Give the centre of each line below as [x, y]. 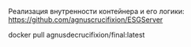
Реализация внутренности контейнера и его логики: [96, 11]
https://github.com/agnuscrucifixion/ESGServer [86, 20]
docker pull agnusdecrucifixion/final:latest [77, 35]
